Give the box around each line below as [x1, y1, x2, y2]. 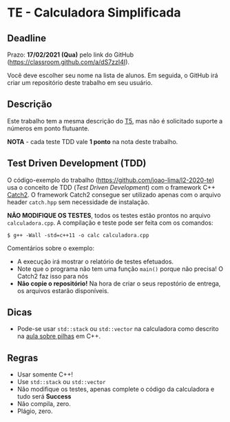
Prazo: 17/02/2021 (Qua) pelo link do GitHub [7, 50, 134, 59]
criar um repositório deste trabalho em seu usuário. [7, 79, 153, 87]
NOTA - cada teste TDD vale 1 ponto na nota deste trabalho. [7, 137, 178, 145]
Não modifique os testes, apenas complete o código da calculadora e [17, 385, 215, 394]
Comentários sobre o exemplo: [7, 243, 95, 252]
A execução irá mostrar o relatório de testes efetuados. [17, 257, 174, 265]
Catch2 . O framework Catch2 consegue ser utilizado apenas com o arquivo [7, 190, 222, 199]
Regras [7, 352, 39, 363]
